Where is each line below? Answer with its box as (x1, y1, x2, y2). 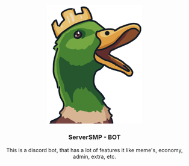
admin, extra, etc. (72, 153, 117, 161)
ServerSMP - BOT (68, 133, 121, 141)
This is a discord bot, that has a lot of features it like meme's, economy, (6, 147, 183, 154)
